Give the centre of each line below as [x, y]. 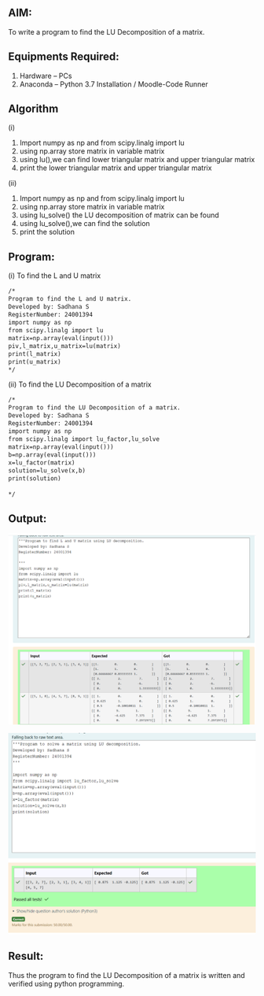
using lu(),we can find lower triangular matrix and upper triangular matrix [137, 160]
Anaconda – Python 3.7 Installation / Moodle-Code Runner [114, 84]
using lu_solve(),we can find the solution [85, 224]
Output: [27, 518]
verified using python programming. [66, 983]
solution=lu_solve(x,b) [47, 471]
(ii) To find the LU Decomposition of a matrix [80, 384]
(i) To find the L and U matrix [55, 276]
